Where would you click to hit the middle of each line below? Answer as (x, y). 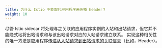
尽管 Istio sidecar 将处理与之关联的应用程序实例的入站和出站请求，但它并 (79, 28)
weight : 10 (16, 14)
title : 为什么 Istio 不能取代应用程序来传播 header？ (56, 9)
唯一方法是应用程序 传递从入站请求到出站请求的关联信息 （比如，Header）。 (84, 40)
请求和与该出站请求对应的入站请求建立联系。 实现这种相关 (94, 34)
